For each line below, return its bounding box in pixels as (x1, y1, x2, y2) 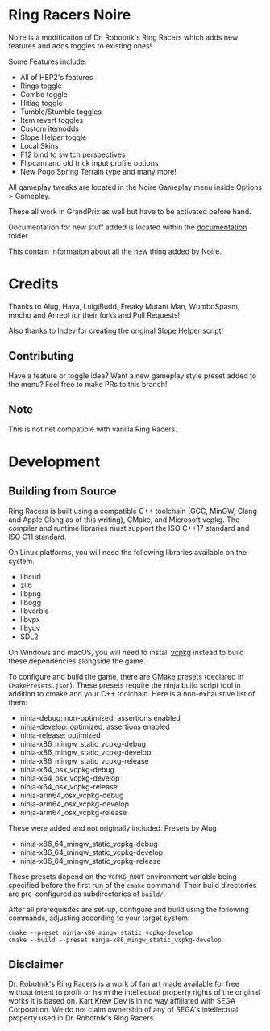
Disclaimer (8, 957, 64, 971)
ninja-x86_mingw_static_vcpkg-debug (19, 739, 147, 748)
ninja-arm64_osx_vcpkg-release (19, 807, 127, 817)
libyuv (19, 623, 40, 633)
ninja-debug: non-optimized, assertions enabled (19, 713, 181, 722)
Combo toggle (19, 89, 69, 99)
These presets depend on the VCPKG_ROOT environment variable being (8, 871, 238, 882)
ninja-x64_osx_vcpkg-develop (19, 773, 120, 783)
